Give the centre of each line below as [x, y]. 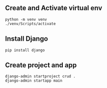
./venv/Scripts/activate [30, 24]
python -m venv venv [26, 19]
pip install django [25, 50]
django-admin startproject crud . [40, 76]
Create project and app [41, 65]
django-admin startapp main [34, 81]
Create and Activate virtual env [54, 8]
